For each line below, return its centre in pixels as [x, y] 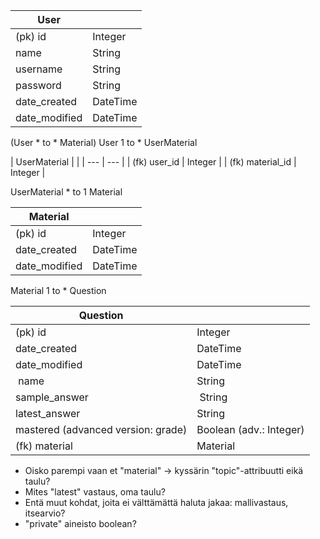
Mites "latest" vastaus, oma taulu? [95, 492]
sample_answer [52, 397]
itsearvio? [45, 513]
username [39, 69]
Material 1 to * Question [58, 290]
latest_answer [48, 413]
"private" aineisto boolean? [80, 523]
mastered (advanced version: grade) [101, 429]
